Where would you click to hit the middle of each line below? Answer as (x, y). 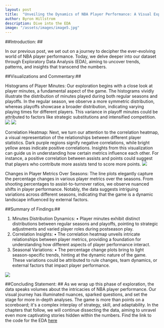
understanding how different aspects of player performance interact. (81, 245)
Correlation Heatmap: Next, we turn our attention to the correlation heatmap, (82, 132)
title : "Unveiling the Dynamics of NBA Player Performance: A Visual (78, 14)
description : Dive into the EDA (38, 23)
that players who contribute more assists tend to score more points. (73, 164)
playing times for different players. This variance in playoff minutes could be (82, 112)
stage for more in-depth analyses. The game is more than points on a (75, 300)
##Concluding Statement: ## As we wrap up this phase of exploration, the (80, 284)
